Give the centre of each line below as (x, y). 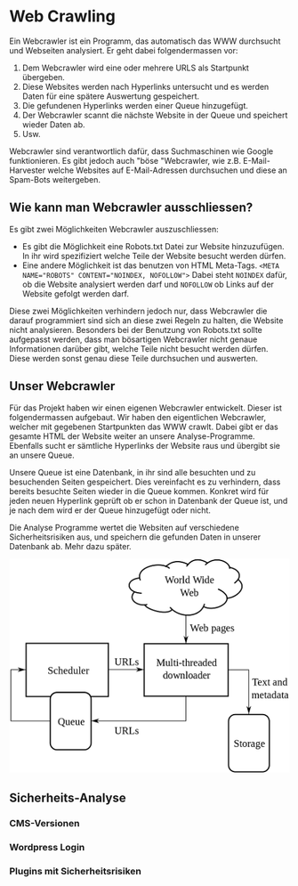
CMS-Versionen (44, 823)
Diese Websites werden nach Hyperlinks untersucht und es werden (145, 86)
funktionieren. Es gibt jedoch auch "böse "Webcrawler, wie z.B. (125, 160)
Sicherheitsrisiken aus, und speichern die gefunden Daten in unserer (135, 537)
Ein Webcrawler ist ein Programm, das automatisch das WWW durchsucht (145, 41)
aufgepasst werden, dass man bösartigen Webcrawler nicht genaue (133, 339)
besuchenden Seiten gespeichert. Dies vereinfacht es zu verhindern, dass (145, 482)
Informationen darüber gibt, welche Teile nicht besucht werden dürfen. (139, 348)
